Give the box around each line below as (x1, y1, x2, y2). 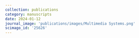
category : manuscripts (5, 12, 52, 17)
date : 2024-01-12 (5, 16, 41, 21)
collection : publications (5, 7, 58, 12)
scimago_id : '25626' (5, 26, 48, 31)
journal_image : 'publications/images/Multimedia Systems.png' (5, 21, 136, 26)
